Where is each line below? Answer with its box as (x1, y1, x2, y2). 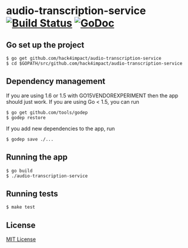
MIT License (6, 236, 36, 243)
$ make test (6, 204, 35, 210)
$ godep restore (6, 114, 46, 121)
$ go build (6, 168, 33, 174)
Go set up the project (6, 40, 85, 50)
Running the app (6, 152, 68, 162)
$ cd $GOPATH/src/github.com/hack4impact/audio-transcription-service (6, 60, 183, 66)
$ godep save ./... (6, 136, 54, 142)
